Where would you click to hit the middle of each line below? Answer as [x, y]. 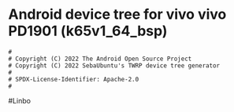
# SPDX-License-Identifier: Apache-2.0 [74, 79]
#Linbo [20, 100]
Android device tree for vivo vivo [117, 14]
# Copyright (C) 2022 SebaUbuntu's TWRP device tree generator [114, 65]
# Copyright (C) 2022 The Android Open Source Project [100, 59]
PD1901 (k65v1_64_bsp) [88, 31]
